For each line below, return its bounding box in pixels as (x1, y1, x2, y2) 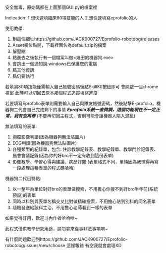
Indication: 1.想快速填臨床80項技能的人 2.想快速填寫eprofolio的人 (5, 15, 138, 21)
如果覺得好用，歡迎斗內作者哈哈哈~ (5, 215, 78, 221)
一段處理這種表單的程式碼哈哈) (12, 165, 75, 171)
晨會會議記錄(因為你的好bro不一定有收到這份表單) (12, 153, 114, 158)
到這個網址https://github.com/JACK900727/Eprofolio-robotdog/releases (12, 36, 160, 42)
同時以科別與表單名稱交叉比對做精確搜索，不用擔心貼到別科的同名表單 (12, 198, 156, 204)
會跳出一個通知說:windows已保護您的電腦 (12, 61, 98, 66)
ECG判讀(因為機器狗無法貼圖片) (12, 140, 77, 146)
